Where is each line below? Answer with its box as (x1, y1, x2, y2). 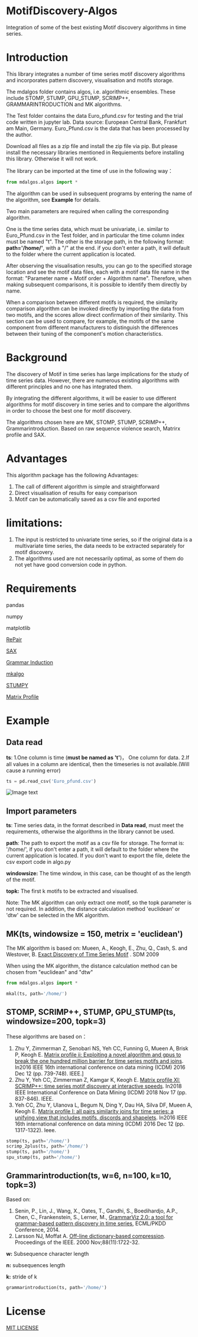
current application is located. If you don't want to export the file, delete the (6, 852, 190, 859)
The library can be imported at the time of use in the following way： (6, 167, 173, 174)
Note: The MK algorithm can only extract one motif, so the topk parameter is (6, 899, 192, 907)
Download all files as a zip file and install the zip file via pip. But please (6, 142, 178, 149)
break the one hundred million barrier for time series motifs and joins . (14, 1057, 184, 1064)
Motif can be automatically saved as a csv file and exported (14, 496, 160, 503)
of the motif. (6, 876, 36, 883)
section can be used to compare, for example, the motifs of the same (6, 317, 174, 324)
